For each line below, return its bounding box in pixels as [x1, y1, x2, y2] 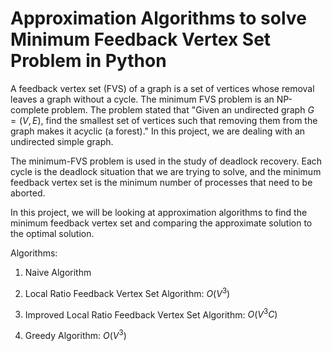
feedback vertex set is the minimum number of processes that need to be [10, 176, 313, 188]
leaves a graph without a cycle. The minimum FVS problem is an [10, 93, 275, 105]
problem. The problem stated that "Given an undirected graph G [51, 103, 315, 116]
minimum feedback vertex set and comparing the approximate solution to [10, 217, 313, 229]
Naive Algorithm [24, 266, 92, 278]
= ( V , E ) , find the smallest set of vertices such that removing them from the [10, 114, 318, 126]
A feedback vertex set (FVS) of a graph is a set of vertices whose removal [10, 82, 315, 94]
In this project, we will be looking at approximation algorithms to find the [10, 206, 308, 218]
